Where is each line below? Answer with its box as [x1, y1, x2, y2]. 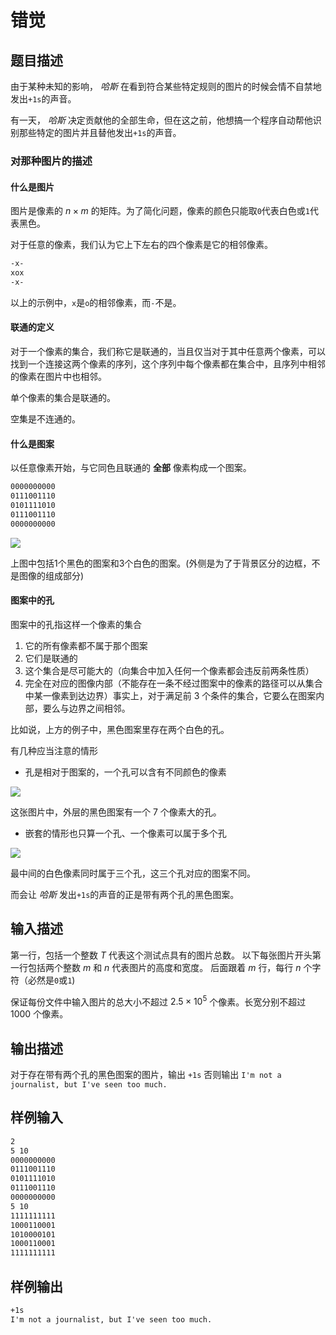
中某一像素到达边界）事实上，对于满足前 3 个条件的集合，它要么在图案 [24, 689, 317, 701]
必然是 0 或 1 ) [27, 974, 76, 986]
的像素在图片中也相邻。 [10, 370, 107, 382]
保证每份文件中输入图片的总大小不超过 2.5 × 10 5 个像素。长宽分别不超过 [10, 994, 307, 1008]
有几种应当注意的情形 [10, 744, 98, 756]
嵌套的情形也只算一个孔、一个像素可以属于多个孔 [24, 827, 227, 839]
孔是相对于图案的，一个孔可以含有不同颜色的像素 [24, 766, 227, 778]
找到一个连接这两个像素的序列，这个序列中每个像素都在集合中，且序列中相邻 [10, 357, 326, 370]
